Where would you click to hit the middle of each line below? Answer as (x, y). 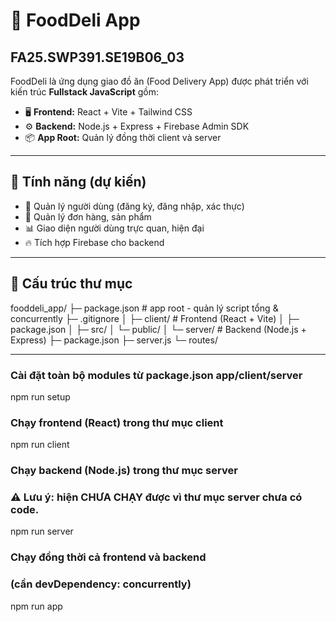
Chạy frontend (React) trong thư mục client (117, 422)
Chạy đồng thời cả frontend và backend (108, 557)
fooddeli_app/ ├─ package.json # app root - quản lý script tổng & (144, 308)
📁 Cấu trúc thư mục (71, 284)
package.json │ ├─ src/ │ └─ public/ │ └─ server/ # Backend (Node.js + (158, 329)
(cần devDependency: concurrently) (101, 584)
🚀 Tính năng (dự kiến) (78, 182)
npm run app (36, 606)
